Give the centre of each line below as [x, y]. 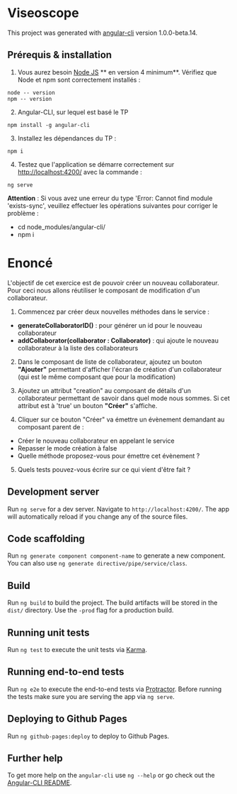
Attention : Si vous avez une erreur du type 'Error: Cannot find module [110, 198]
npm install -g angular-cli [49, 125]
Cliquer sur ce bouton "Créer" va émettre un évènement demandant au [121, 419]
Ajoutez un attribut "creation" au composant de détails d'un [104, 390]
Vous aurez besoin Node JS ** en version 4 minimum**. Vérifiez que [117, 72]
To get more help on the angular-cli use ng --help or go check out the [111, 776]
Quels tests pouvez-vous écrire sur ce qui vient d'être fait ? [104, 469]
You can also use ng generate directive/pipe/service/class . [97, 563]
